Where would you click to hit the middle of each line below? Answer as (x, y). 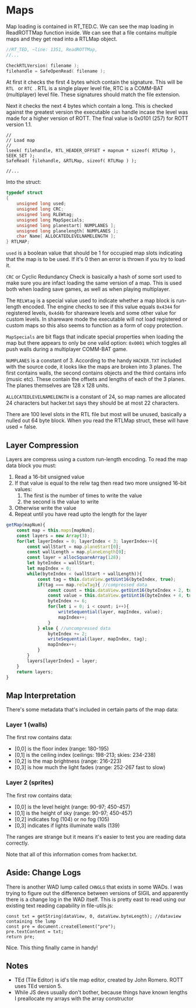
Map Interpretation (41, 695)
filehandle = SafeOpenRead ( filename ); (56, 71)
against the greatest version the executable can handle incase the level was (97, 112)
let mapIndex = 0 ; (49, 568)
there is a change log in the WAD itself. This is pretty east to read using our (96, 899)
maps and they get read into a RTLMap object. (62, 39)
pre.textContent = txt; (35, 931)
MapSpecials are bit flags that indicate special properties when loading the (95, 337)
